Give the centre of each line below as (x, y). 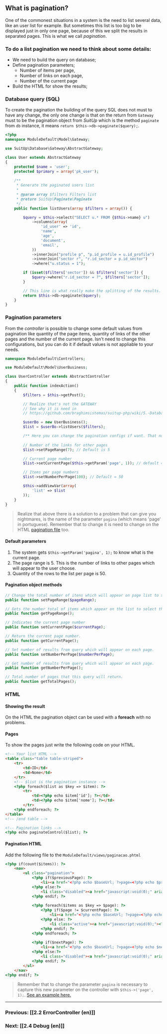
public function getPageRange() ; (40, 614)
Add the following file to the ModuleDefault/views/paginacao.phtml (73, 855)
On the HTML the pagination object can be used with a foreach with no (78, 717)
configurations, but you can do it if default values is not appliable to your (80, 344)
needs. (12, 349)
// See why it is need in (50, 409)
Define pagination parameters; (43, 65)
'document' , (53, 240)
